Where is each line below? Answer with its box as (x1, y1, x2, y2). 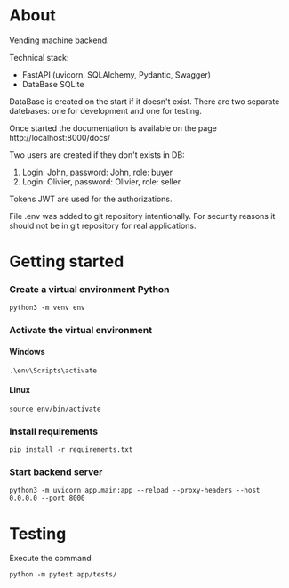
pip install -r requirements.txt (9, 445, 133, 454)
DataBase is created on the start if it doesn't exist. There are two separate (9, 95, 280, 107)
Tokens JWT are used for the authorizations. (9, 193, 173, 204)
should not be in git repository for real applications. (9, 220, 197, 231)
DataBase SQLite (21, 78, 84, 89)
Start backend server (9, 465, 103, 478)
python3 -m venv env (9, 304, 86, 313)
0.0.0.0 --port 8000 (9, 494, 86, 503)
